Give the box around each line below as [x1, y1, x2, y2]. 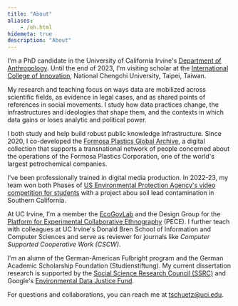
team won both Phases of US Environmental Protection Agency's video [7, 181, 216, 189]
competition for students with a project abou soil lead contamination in [7, 189, 214, 197]
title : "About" [7, 10, 53, 18]
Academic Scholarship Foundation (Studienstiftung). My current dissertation [7, 261, 232, 270]
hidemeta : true [7, 30, 53, 38]
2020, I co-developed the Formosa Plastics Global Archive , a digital [7, 137, 205, 146]
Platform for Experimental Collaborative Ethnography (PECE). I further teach [7, 218, 230, 226]
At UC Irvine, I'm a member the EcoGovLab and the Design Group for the [7, 210, 221, 218]
